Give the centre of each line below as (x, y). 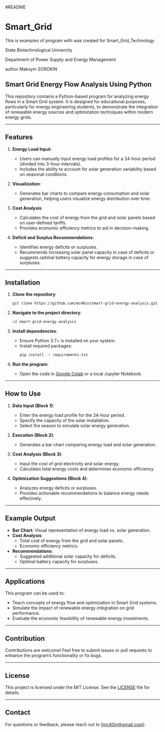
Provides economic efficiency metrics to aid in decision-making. (84, 228)
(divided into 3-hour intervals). (51, 163)
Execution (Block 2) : (33, 435)
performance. (26, 613)
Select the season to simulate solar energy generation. (75, 425)
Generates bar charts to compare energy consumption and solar (84, 193)
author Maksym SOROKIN (31, 69)
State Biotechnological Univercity (39, 50)
